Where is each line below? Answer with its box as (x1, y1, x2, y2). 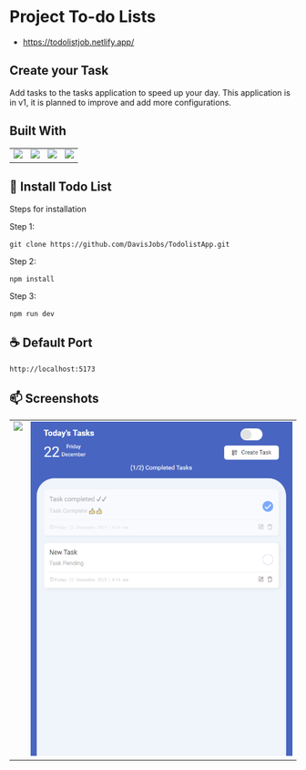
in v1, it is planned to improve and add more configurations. (9, 97, 232, 108)
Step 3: (9, 290, 36, 302)
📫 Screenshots (9, 390, 99, 406)
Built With (9, 123, 66, 139)
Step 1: (9, 221, 35, 231)
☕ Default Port (9, 335, 93, 351)
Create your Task (9, 63, 109, 78)
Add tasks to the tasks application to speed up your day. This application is (9, 87, 291, 98)
